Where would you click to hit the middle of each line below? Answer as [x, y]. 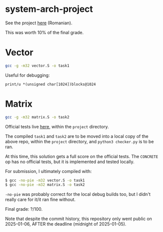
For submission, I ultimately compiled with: [48, 171]
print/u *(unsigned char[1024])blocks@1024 [51, 84]
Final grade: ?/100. [24, 209]
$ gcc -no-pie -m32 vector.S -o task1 [45, 180]
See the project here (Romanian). [39, 23]
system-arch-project [49, 9]
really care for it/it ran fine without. [40, 200]
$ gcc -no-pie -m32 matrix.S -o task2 [45, 185]
